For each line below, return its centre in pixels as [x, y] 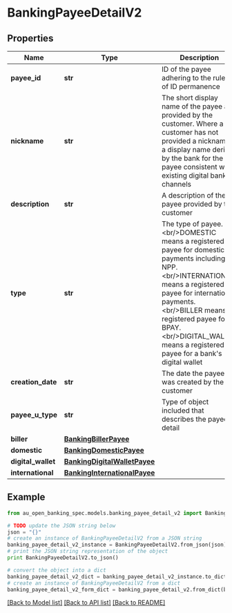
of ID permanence [191, 86]
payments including [194, 258]
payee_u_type [34, 415]
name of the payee [192, 106]
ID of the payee [187, 69]
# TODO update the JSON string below [61, 526]
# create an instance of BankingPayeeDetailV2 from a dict [94, 583]
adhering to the [187, 78]
